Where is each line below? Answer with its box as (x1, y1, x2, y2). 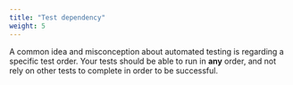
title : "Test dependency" (9, 13, 105, 22)
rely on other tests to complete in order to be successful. (9, 64, 219, 76)
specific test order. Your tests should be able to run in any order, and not (9, 55, 277, 66)
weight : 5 (9, 21, 46, 30)
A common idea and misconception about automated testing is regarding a (9, 46, 284, 56)
